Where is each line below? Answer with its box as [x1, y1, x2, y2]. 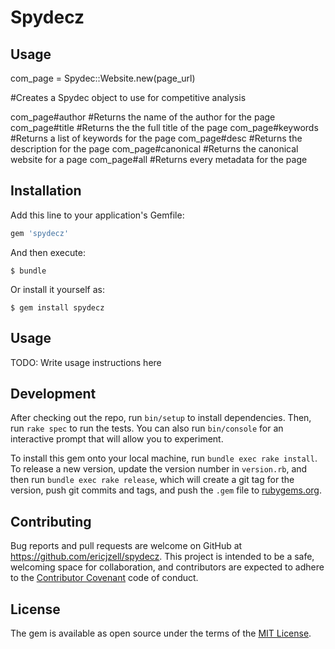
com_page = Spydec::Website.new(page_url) [10, 72, 196, 84]
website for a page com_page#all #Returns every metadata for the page [10, 154, 308, 165]
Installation [10, 182, 82, 200]
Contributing [10, 513, 92, 530]
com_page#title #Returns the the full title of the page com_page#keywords [10, 122, 319, 133]
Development [10, 385, 97, 402]
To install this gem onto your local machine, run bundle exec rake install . [10, 452, 318, 465]
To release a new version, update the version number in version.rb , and [10, 463, 308, 475]
